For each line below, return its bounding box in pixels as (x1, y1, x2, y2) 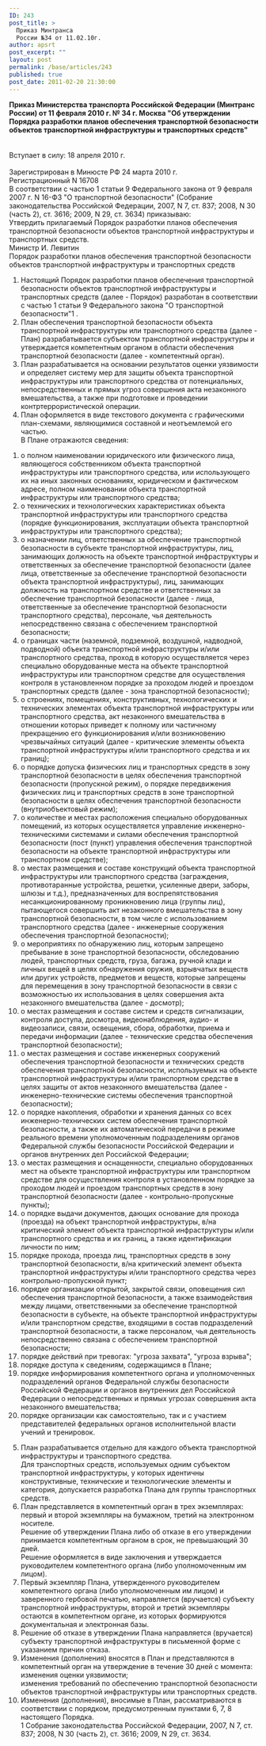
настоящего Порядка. (20, 1712, 94, 1721)
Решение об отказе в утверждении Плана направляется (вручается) (20, 1628, 253, 1637)
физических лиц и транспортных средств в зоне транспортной (20, 787, 234, 797)
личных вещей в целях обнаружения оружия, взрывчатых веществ (20, 964, 249, 973)
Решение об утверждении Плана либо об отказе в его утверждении (20, 1526, 252, 1536)
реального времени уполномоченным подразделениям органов (20, 1133, 240, 1142)
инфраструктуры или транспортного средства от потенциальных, (20, 376, 244, 385)
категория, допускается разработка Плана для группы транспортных (20, 1484, 256, 1494)
